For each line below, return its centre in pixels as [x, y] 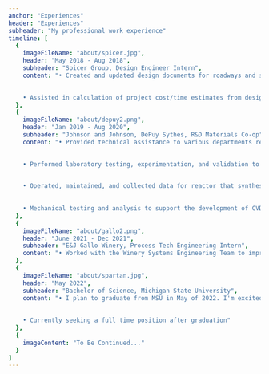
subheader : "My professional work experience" [87, 30]
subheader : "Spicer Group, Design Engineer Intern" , [112, 68]
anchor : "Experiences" [46, 16]
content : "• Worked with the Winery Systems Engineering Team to [134, 254]
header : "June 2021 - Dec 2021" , [78, 238]
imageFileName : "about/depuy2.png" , [84, 120]
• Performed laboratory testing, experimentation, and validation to [141, 164]
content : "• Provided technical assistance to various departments [137, 142]
